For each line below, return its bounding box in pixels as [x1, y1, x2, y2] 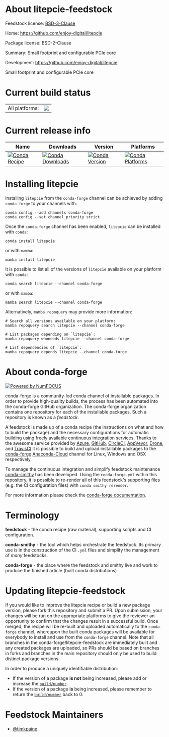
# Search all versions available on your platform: [5, 318, 116, 324]
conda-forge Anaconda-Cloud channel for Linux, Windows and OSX [5, 451, 146, 457]
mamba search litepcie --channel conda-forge [5, 300, 102, 305]
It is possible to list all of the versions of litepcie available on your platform [5, 266, 162, 272]
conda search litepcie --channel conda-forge [5, 281, 102, 286]
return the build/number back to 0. [12, 691, 83, 697]
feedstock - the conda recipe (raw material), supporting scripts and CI [5, 526, 152, 532]
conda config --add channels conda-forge [5, 210, 94, 215]
